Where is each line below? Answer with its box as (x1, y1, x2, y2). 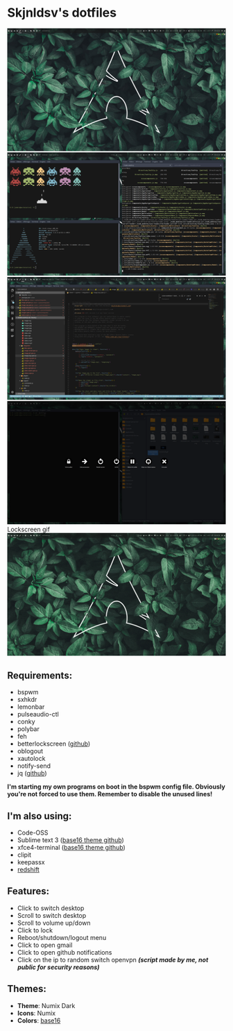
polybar (17, 725, 40, 733)
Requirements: (7, 669, 73, 681)
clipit (17, 850, 32, 859)
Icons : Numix (17, 1009, 56, 1017)
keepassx (17, 858, 45, 866)
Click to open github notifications (17, 948, 112, 956)
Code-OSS (17, 828, 49, 837)
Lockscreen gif (7, 525, 51, 533)
